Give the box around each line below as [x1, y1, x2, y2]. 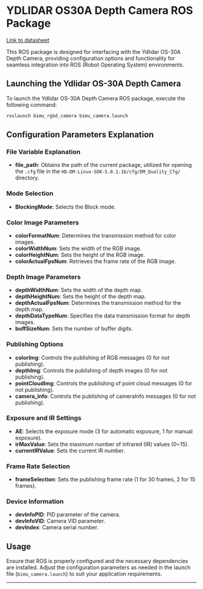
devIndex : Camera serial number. [14, 524, 98, 531]
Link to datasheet [6, 36, 50, 44]
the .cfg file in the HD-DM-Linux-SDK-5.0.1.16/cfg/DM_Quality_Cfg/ [14, 168, 181, 175]
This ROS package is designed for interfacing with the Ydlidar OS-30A [6, 48, 181, 55]
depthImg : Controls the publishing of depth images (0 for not [14, 366, 168, 374]
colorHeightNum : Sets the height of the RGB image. [14, 251, 145, 258]
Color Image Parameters [6, 218, 80, 227]
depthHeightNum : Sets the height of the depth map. [14, 293, 146, 300]
